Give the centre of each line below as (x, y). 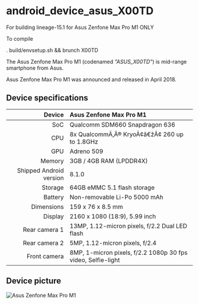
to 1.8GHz (84, 141)
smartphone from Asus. (35, 68)
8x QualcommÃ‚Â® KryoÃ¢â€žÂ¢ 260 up (126, 134)
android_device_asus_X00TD (80, 11)
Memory (52, 161)
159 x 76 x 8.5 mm (96, 206)
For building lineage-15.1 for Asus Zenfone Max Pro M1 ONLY (80, 27)
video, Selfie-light (95, 260)
